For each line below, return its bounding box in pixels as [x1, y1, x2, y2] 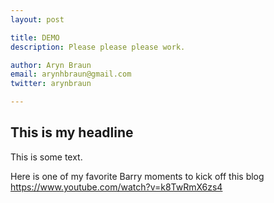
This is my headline [10, 124, 134, 141]
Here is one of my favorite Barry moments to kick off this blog [10, 170, 265, 182]
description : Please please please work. [10, 42, 186, 52]
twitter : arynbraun [10, 79, 92, 89]
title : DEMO [10, 32, 60, 43]
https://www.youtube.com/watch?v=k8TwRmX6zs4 [10, 181, 223, 193]
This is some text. [10, 151, 83, 163]
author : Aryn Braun [10, 60, 92, 70]
